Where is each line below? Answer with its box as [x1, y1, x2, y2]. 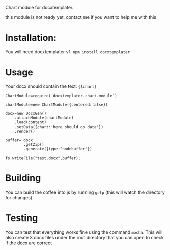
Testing [5, 212, 38, 224]
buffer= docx [5, 137, 33, 143]
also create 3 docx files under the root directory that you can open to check [5, 234, 164, 240]
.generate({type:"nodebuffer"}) [23, 146, 93, 151]
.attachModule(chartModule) [14, 115, 74, 120]
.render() [14, 129, 36, 134]
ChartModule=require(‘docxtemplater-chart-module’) [5, 93, 117, 98]
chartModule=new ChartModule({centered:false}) [5, 102, 108, 107]
